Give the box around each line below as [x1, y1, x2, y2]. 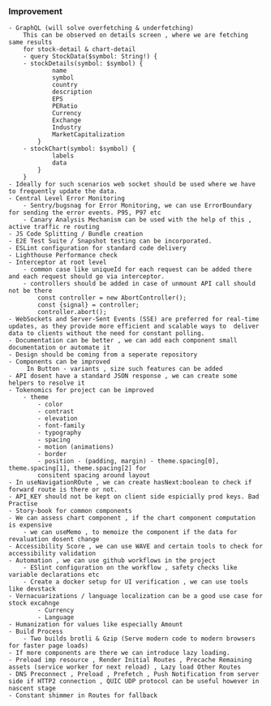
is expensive [8, 521, 53, 529]
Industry [51, 123, 82, 131]
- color [37, 400, 63, 409]
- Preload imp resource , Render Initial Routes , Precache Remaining [8, 656, 252, 665]
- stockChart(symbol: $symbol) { [23, 144, 136, 153]
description [51, 88, 92, 97]
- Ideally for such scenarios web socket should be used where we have [8, 180, 256, 188]
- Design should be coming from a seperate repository [8, 351, 198, 359]
